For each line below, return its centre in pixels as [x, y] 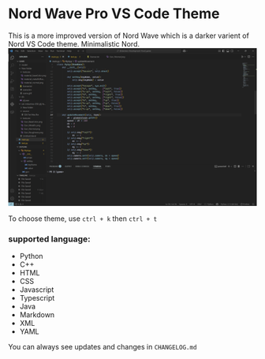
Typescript [37, 298]
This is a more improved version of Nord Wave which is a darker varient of [129, 36]
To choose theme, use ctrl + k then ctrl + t [83, 219]
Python [31, 256]
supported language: [49, 239]
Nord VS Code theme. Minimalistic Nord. [74, 43]
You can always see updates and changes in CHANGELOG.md [103, 347]
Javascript [37, 290]
